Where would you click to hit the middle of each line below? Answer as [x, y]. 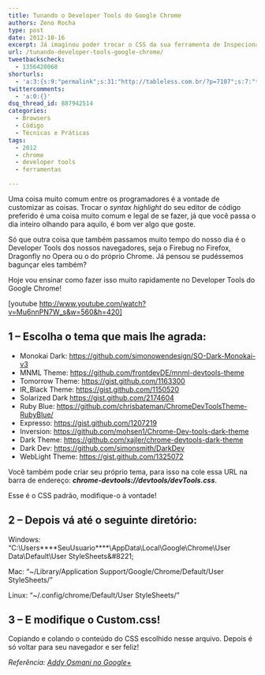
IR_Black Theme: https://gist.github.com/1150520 [99, 389]
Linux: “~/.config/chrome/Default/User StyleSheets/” [94, 595]
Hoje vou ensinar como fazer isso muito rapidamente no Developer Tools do [132, 280]
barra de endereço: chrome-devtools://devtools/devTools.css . [113, 480]
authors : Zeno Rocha [42, 23]
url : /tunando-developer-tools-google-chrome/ [86, 52]
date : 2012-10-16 [37, 37]
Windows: [24, 539]
